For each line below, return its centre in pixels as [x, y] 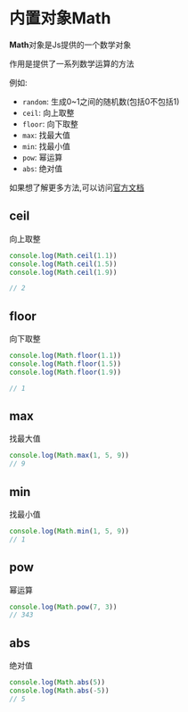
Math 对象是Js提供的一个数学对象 [70, 45]
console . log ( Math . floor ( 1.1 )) [65, 356]
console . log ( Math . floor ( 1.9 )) [65, 372]
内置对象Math [60, 18]
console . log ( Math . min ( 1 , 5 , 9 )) [69, 531]
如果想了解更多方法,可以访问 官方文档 [77, 187]
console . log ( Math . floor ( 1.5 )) [65, 364]
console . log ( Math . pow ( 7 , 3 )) [63, 607]
